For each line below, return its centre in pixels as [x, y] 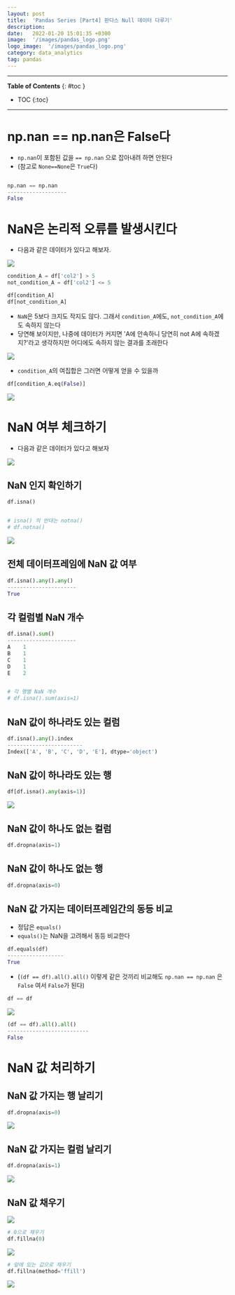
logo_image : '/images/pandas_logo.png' [67, 46]
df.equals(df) [28, 949]
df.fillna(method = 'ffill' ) [47, 1271]
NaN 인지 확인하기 [45, 485]
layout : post [26, 14]
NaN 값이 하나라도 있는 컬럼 [64, 722]
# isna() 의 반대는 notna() [45, 521]
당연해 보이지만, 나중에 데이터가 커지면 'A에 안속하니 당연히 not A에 [109, 333]
